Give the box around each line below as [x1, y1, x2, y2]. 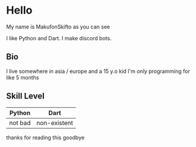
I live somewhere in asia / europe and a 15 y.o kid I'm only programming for [6, 68, 191, 75]
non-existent [36, 119, 73, 127]
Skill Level [6, 91, 45, 101]
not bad [9, 119, 31, 127]
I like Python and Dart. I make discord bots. [6, 34, 112, 41]
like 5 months [6, 73, 39, 81]
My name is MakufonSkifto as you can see [6, 23, 110, 30]
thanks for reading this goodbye [6, 134, 85, 141]
